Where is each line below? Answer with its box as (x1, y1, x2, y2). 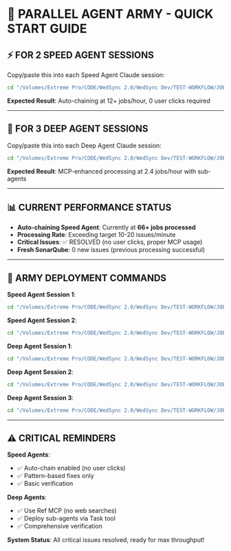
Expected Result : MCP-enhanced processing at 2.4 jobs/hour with (7, 167, 197, 175)
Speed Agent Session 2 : (7, 316, 77, 324)
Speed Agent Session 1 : (7, 291, 76, 299)
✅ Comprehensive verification (16, 522, 103, 530)
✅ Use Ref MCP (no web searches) (16, 506, 117, 515)
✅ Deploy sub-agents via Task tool (16, 514, 115, 523)
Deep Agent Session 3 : (7, 393, 74, 402)
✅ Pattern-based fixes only (16, 472, 94, 480)
